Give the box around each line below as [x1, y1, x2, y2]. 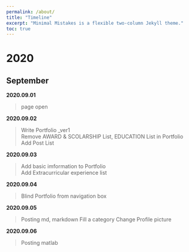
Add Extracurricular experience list [20, 169, 107, 177]
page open [20, 103, 48, 110]
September [6, 75, 49, 86]
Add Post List [20, 139, 54, 146]
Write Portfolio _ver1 [20, 127, 70, 134]
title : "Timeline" [6, 14, 52, 20]
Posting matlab [20, 239, 58, 247]
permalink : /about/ [6, 8, 55, 15]
